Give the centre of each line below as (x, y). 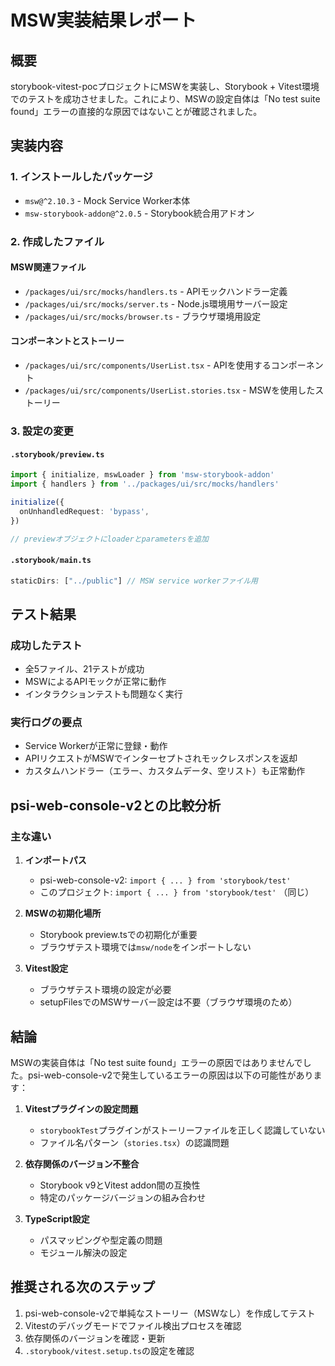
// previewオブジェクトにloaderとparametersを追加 (109, 539)
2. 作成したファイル (57, 241)
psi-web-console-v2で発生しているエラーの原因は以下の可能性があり (170, 1075)
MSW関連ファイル (48, 267)
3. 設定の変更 (42, 431)
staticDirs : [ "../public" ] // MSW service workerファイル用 (134, 581)
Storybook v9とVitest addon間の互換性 (120, 1185)
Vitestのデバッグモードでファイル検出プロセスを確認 (133, 1325)
